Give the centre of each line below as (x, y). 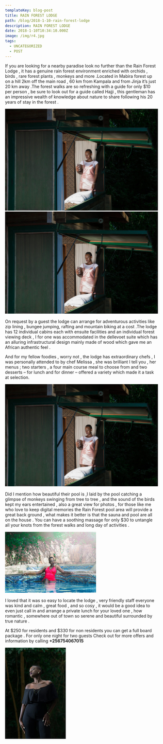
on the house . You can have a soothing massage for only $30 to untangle (79, 520)
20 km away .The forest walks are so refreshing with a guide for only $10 (78, 86)
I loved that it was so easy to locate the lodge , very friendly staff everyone (80, 600)
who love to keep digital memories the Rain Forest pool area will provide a (79, 509)
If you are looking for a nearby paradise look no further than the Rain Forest (81, 66)
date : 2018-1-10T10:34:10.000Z (37, 31)
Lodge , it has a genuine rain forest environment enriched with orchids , (76, 71)
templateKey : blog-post (29, 10)
